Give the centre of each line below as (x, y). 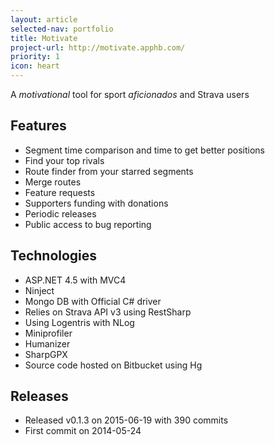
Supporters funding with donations (96, 203)
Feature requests (60, 192)
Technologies (54, 256)
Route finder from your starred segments (109, 171)
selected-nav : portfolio (62, 29)
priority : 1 (35, 57)
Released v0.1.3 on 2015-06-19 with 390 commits (126, 420)
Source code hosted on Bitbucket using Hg (113, 365)
